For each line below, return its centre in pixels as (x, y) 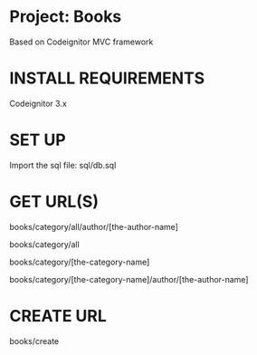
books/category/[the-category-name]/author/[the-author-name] (129, 279)
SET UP (38, 140)
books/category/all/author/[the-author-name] (94, 226)
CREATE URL (58, 316)
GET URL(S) (54, 202)
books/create (34, 341)
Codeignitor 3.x (38, 103)
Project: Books (66, 17)
